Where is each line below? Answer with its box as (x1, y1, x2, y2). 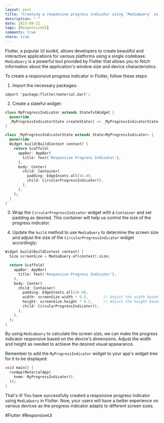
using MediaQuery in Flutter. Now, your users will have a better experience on (5, 398, 159, 403)
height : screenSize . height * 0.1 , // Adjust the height (22, 299, 147, 304)
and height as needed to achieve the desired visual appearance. (5, 341, 134, 347)
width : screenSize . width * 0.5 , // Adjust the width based (22, 295, 159, 300)
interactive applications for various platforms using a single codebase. (5, 53, 146, 59)
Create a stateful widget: (12, 100, 62, 106)
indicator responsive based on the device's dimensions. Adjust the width (5, 336, 151, 342)
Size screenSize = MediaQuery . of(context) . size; (9, 254, 110, 259)
